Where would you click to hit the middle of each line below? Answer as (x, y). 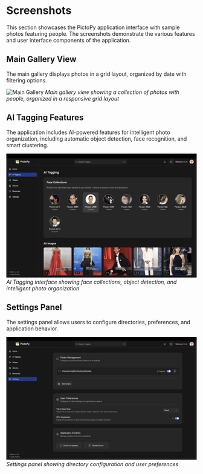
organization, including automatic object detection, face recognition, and (97, 139)
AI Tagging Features (45, 118)
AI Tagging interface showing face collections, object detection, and (92, 282)
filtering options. (27, 80)
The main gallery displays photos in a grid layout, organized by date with (97, 74)
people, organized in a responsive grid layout (63, 98)
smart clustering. (27, 145)
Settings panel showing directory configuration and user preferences (92, 464)
